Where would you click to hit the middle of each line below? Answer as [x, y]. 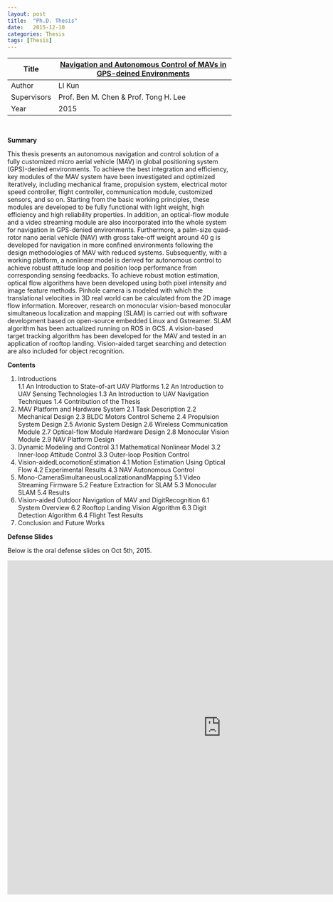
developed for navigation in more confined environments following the [110, 245]
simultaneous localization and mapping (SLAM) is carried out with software [117, 313]
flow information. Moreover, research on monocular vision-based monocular [119, 306]
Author [22, 86]
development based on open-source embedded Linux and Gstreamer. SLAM [119, 321]
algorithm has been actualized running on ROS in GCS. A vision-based [110, 328]
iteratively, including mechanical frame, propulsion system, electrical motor [117, 184]
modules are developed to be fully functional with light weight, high [106, 207]
